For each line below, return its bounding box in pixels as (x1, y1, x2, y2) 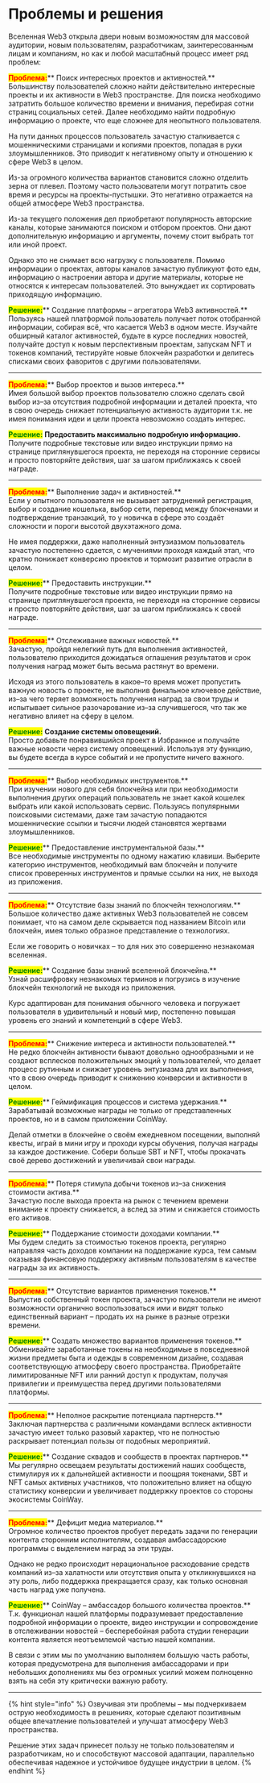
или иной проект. (8, 239, 67, 249)
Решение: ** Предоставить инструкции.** (8, 578, 153, 588)
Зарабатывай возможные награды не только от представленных (8, 1105, 231, 1115)
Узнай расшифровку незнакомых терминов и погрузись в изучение (8, 974, 241, 983)
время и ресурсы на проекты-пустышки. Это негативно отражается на (8, 189, 253, 199)
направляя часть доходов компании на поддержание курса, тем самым (8, 1245, 257, 1255)
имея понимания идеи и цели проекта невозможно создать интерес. (8, 414, 247, 423)
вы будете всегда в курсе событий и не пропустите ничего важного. (8, 752, 244, 762)
